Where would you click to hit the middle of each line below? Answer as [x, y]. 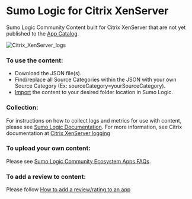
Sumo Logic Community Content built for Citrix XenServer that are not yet [96, 27]
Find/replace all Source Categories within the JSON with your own [95, 80]
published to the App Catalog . [43, 33]
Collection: [22, 108]
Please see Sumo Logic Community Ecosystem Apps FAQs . [79, 161]
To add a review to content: [46, 176]
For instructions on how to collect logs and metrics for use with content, [94, 120]
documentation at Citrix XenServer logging [58, 133]
